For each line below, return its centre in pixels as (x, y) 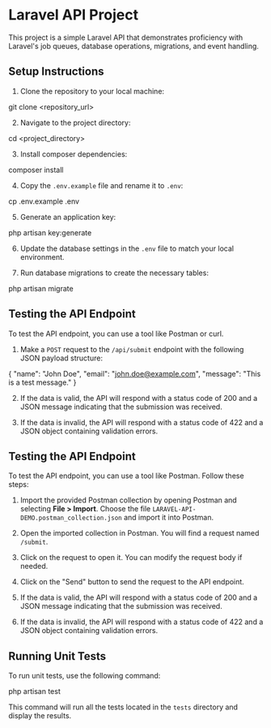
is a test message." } (42, 382)
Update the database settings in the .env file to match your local (127, 248)
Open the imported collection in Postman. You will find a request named (140, 533)
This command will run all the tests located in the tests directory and (123, 707)
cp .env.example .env (44, 201)
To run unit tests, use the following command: (85, 676)
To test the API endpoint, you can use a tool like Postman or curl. (116, 334)
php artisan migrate (41, 288)
